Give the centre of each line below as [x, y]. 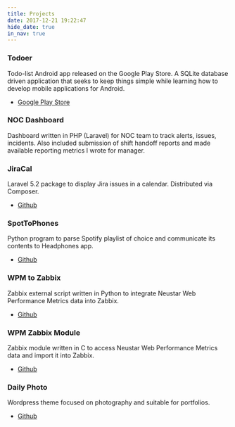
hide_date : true [31, 27]
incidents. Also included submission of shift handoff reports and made [109, 143]
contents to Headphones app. [50, 246]
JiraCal [20, 168]
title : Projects [31, 14]
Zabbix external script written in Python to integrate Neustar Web [102, 293]
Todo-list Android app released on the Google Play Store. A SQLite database [118, 73]
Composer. [23, 191]
